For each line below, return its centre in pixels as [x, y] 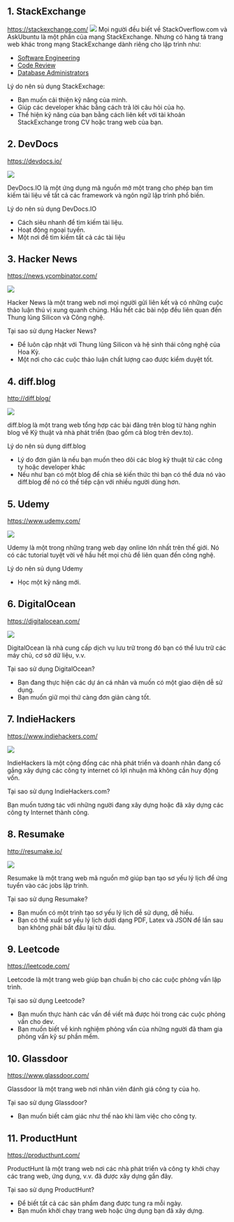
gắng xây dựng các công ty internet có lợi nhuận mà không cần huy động [113, 770]
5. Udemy [29, 504]
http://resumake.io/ [35, 851]
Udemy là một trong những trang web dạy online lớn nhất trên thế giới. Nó [113, 548]
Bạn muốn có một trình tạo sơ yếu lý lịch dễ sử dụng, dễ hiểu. [105, 912]
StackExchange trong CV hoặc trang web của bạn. [90, 122]
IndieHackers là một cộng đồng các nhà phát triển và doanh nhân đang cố [114, 763]
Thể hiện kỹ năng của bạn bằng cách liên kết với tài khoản [101, 114]
